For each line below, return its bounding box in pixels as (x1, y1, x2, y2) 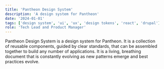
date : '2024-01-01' (5, 16, 45, 21)
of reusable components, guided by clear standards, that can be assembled (5, 43, 158, 49)
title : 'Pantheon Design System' (5, 7, 73, 12)
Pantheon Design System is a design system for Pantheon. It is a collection (5, 38, 155, 44)
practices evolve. (5, 59, 40, 65)
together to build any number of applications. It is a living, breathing (5, 49, 142, 55)
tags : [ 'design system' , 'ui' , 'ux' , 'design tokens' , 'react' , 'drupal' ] (5, 20, 161, 26)
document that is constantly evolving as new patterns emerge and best (5, 54, 148, 59)
